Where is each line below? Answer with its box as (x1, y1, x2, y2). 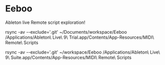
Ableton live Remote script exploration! (5, 19, 86, 25)
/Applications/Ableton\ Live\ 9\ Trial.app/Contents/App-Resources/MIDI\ (5, 34, 154, 40)
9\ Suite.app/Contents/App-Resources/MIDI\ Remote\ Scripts (5, 54, 132, 60)
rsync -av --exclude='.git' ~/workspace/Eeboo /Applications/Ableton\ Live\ (5, 49, 160, 55)
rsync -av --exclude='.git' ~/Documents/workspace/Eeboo (5, 29, 127, 35)
